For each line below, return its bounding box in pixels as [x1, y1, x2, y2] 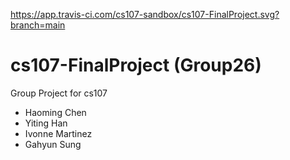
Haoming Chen [24, 106, 87, 118]
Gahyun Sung [24, 138, 82, 150]
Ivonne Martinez [24, 127, 93, 139]
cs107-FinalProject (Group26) [10, 54, 262, 77]
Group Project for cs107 [10, 87, 108, 99]
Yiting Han [24, 117, 68, 129]
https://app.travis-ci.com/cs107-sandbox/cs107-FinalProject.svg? [10, 9, 280, 20]
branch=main [10, 19, 66, 31]
